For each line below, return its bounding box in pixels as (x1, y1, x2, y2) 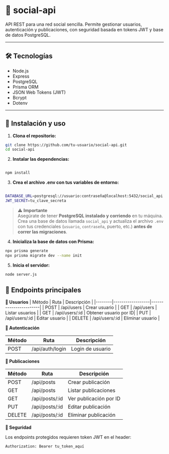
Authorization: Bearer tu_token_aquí (5, 444, 84, 449)
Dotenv (12, 100, 28, 106)
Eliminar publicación (67, 412, 116, 419)
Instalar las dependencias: (12, 156, 69, 162)
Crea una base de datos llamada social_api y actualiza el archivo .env (17, 218, 163, 224)
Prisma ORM (12, 84, 39, 90)
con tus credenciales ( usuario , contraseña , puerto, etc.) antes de (17, 223, 152, 229)
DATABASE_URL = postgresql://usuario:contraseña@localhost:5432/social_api (5, 193, 163, 199)
